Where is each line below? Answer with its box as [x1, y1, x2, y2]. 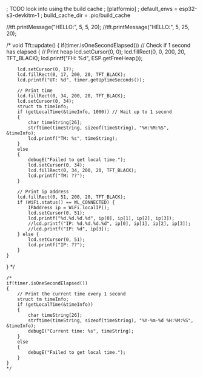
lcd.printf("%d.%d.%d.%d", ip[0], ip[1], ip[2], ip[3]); [28, 215, 175, 221]
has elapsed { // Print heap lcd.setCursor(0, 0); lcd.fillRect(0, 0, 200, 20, [6, 48, 186, 55]
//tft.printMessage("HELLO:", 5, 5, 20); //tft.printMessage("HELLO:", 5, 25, [6, 24, 190, 30]
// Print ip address [17, 188, 69, 195]
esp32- [178, 5, 198, 12]
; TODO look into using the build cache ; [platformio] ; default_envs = [6, 5, 178, 12]
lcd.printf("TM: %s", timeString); [28, 136, 118, 142]
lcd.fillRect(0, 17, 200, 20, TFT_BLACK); [17, 72, 126, 78]
